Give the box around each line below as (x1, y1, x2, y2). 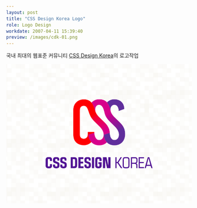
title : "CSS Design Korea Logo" (6, 15, 86, 22)
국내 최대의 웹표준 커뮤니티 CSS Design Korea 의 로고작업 (6, 52, 139, 59)
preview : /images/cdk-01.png (6, 34, 78, 41)
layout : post (6, 9, 38, 15)
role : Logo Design (6, 22, 51, 28)
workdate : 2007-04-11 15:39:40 (6, 28, 83, 34)
